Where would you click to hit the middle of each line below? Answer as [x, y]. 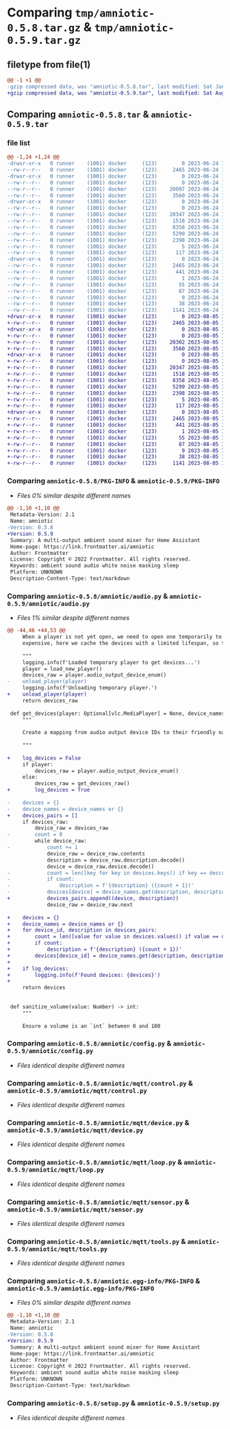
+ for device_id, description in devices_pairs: [82, 930]
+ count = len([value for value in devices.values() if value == [113, 937]
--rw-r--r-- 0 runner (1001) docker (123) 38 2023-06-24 [113, 304]
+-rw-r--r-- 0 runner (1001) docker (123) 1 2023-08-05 [113, 431]
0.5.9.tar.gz [44, 41]
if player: [38, 764]
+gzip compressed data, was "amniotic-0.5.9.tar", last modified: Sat [110, 93]
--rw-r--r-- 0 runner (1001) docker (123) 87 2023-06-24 [113, 291]
